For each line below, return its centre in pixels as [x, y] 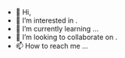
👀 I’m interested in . [46, 20]
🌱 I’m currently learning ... [57, 29]
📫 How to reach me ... [52, 46]
